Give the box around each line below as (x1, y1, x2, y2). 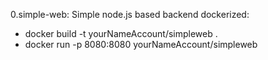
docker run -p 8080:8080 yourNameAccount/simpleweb (24, 39, 258, 50)
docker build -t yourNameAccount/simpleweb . (24, 28, 218, 39)
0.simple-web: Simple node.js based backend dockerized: (10, 9, 250, 20)
